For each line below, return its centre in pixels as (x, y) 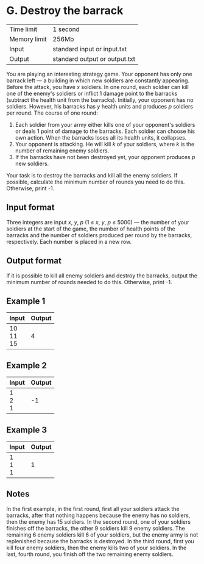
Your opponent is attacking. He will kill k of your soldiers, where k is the (105, 144)
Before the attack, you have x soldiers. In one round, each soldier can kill (97, 87)
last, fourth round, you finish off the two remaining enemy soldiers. (90, 554)
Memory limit (28, 39)
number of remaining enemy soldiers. (62, 151)
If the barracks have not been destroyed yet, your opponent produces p (105, 157)
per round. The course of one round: (52, 113)
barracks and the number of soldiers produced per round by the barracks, (99, 235)
